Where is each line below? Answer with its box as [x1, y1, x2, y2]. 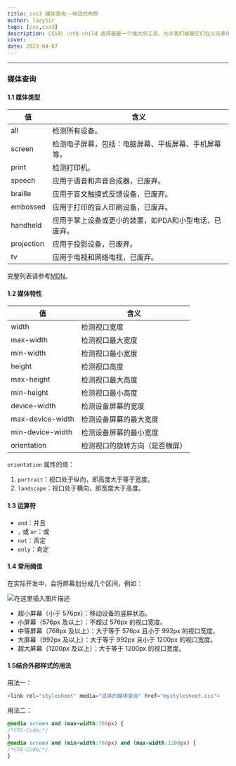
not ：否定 [17, 535, 46, 545]
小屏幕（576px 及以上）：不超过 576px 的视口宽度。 [17, 618, 166, 626]
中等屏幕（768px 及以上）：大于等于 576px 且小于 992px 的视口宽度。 [17, 626, 219, 635]
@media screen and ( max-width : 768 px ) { [7, 720, 124, 727]
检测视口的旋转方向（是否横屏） [81, 441, 188, 450]
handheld [11, 221, 42, 231]
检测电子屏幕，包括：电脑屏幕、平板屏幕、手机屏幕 [52, 139, 221, 149]
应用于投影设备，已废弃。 [52, 240, 137, 249]
